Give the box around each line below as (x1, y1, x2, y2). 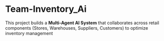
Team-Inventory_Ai (5, 3, 87, 15)
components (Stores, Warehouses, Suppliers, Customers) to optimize (5, 25, 148, 31)
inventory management (5, 30, 53, 36)
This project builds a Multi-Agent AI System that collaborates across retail (5, 20, 159, 26)
